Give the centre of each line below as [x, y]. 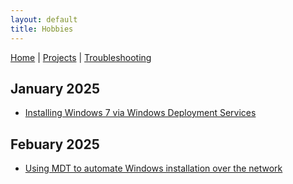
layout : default [44, 19]
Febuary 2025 [55, 144]
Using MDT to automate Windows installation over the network [153, 168]
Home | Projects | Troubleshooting [81, 57]
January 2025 [55, 88]
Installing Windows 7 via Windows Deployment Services [140, 113]
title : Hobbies [42, 29]
